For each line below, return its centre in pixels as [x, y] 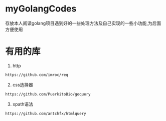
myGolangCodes [41, 9]
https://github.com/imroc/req [37, 75]
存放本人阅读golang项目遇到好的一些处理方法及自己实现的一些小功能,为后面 [83, 23]
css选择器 [23, 84]
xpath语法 [23, 104]
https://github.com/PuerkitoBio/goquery [48, 94]
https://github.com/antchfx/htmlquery [46, 113]
